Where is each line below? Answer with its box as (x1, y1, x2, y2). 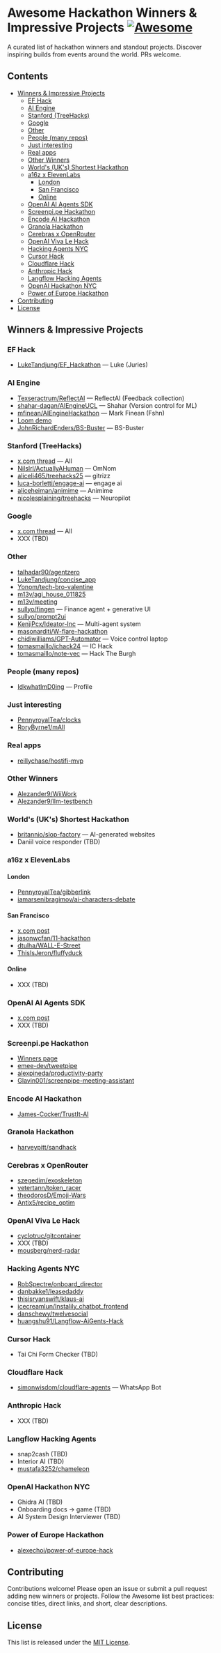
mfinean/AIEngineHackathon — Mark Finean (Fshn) (17, 409, 165, 417)
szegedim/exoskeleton (17, 1176, 83, 1184)
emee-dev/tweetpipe (17, 1062, 78, 1070)
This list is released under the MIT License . (7, 1638, 131, 1647)
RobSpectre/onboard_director (17, 1279, 103, 1288)
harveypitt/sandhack (17, 1143, 76, 1151)
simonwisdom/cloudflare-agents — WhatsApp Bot (17, 1383, 161, 1392)
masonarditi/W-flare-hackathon (17, 627, 108, 635)
